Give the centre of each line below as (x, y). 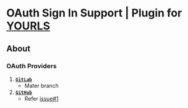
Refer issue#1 (41, 98)
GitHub (24, 92)
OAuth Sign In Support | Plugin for (94, 13)
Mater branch (42, 85)
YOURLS (28, 26)
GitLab (24, 79)
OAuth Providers (32, 66)
